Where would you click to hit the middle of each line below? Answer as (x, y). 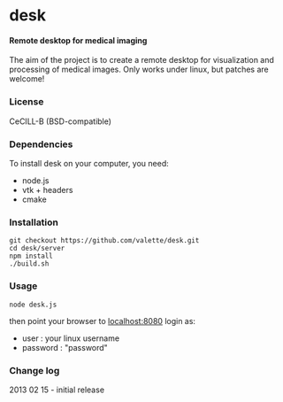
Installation (34, 222)
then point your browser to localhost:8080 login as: (103, 321)
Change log (34, 370)
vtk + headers (47, 189)
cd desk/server (37, 249)
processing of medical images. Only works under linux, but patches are (139, 70)
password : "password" (65, 347)
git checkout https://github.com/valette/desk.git (104, 241)
